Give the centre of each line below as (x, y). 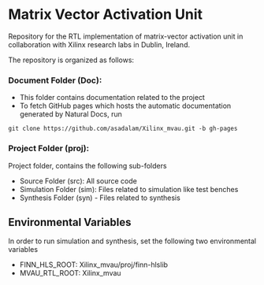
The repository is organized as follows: (71, 60)
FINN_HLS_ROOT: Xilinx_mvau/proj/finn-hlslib (93, 265)
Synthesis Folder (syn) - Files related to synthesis (100, 198)
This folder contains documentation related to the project (112, 98)
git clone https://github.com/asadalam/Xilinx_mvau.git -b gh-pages (123, 129)
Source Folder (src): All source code (78, 181)
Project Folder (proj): (48, 149)
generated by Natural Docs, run (71, 114)
